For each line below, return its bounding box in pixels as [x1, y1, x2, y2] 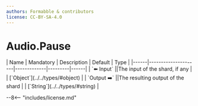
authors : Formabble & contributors [6, 8, 94, 15]
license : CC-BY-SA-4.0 [6, 14, 62, 20]
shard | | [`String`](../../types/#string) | [6, 83, 99, 90]
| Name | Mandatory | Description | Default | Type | [6, 59, 130, 66]
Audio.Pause [6, 39, 71, 53]
